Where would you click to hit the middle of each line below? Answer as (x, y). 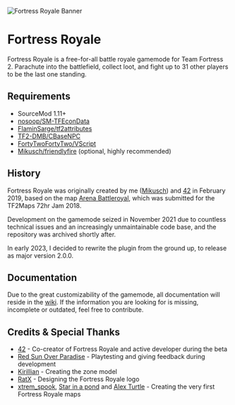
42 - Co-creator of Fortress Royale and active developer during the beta (122, 349)
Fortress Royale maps (49, 394)
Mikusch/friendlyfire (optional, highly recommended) (94, 151)
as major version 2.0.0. (41, 256)
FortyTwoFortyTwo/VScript (57, 143)
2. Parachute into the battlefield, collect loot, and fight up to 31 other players (118, 67)
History (24, 173)
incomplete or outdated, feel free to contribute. (76, 310)
